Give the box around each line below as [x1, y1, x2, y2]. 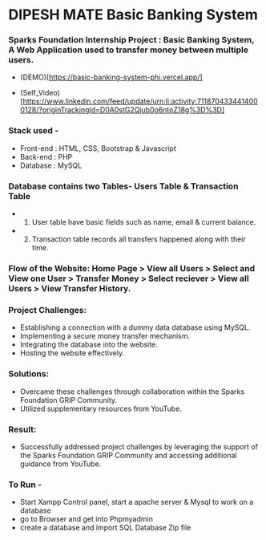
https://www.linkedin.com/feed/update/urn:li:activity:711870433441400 [22, 96, 258, 106]
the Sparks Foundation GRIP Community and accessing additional [19, 450, 238, 460]
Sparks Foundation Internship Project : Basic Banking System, [8, 35, 255, 46]
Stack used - [8, 125, 59, 136]
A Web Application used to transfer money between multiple [8, 44, 249, 55]
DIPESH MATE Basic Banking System [8, 6, 258, 24]
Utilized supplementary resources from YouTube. [19, 404, 183, 413]
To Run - [8, 479, 42, 490]
